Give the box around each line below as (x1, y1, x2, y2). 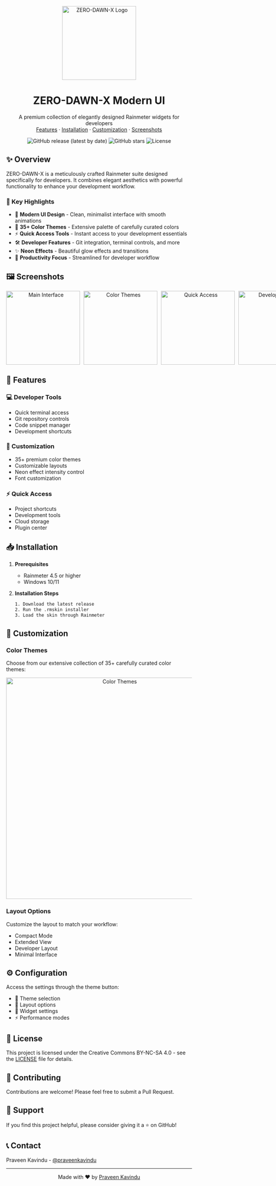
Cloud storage (14, 518, 50, 525)
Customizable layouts (14, 462, 67, 469)
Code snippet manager (14, 422, 71, 429)
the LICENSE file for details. (6, 1056, 74, 1063)
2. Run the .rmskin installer (14, 606, 90, 613)
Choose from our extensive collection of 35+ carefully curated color (6, 659, 172, 666)
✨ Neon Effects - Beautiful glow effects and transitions (14, 247, 149, 254)
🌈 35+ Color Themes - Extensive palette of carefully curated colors (14, 224, 179, 231)
